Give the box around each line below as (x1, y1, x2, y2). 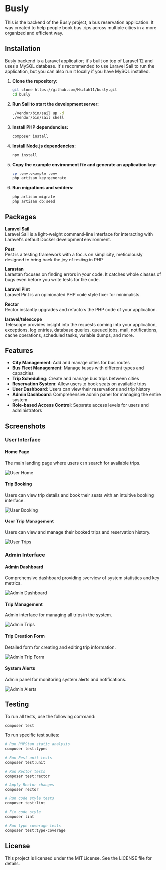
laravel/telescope (5, 316, 42, 322)
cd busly (12, 92, 31, 97)
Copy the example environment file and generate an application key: (12, 162, 157, 167)
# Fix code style (5, 810, 41, 815)
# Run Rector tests (5, 769, 46, 774)
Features (5, 347, 33, 355)
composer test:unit (5, 760, 46, 765)
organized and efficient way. (5, 30, 64, 36)
